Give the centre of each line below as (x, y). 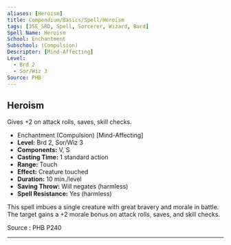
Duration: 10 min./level (49, 179)
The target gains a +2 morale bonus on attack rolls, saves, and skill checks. (114, 215)
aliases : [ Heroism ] (35, 13)
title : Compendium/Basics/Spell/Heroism (66, 20)
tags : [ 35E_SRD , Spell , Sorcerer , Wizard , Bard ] (78, 26)
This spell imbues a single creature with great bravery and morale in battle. (113, 207)
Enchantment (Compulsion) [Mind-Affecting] (80, 136)
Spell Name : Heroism (37, 33)
